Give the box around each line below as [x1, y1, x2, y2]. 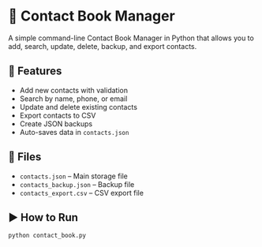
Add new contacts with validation [19, 85, 129, 95]
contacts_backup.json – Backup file [19, 179, 135, 189]
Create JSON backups [19, 118, 93, 129]
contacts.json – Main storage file [19, 171, 129, 181]
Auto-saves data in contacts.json [19, 127, 129, 137]
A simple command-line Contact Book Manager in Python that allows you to [8, 33, 254, 43]
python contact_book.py [8, 232, 87, 240]
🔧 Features [8, 65, 62, 78]
